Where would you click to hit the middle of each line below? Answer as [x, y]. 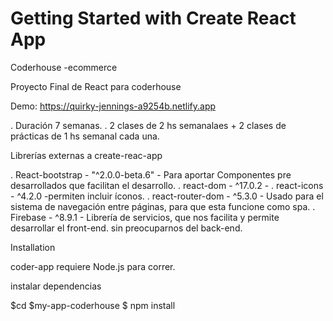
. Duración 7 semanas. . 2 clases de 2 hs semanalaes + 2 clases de [148, 125]
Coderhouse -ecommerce [64, 67]
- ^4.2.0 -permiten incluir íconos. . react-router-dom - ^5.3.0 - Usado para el [167, 196]
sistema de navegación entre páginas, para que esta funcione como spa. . [163, 206]
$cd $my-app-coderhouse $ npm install [93, 305]
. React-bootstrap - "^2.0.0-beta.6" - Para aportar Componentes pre [151, 174]
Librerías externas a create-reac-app [86, 155]
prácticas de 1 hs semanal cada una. [85, 136]
